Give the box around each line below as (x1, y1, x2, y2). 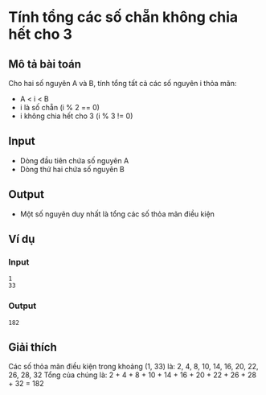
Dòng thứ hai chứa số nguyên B (19, 164, 125, 174)
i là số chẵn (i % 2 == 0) (19, 103, 100, 112)
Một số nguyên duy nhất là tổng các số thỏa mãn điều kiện (19, 209, 215, 219)
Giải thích (8, 340, 58, 354)
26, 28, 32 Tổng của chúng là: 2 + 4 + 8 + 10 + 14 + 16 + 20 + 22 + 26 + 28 (8, 370, 257, 380)
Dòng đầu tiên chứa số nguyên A (19, 155, 129, 165)
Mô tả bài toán (8, 57, 82, 71)
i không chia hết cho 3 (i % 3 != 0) (19, 111, 133, 121)
